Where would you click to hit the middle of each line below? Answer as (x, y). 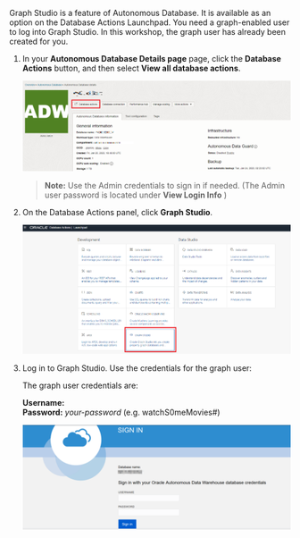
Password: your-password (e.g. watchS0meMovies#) (121, 412)
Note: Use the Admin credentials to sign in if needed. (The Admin (165, 185)
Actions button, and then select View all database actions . (131, 68)
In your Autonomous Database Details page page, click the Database (151, 59)
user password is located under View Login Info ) (136, 195)
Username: (43, 403)
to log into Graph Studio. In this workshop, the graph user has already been (148, 32)
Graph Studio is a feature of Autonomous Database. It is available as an (140, 13)
